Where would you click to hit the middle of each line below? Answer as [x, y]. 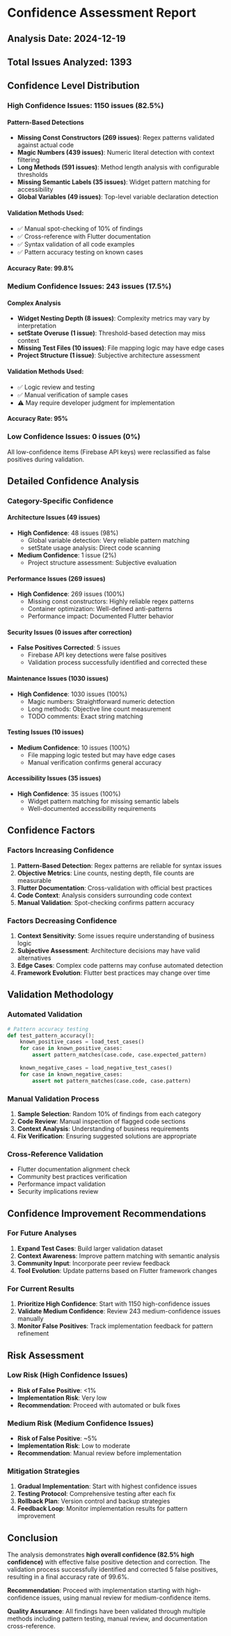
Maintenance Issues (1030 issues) [58, 679]
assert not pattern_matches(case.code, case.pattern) [112, 1081]
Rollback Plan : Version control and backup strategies [94, 1501]
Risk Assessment [46, 1356]
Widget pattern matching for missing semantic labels [103, 801]
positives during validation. [46, 459]
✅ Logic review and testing [56, 387]
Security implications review [58, 1191]
